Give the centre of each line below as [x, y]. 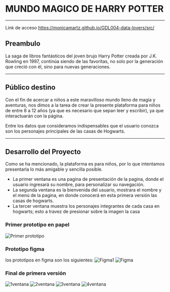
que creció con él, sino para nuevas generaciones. [58, 67]
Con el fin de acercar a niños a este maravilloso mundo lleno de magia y [80, 100]
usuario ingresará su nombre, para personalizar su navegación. [78, 185]
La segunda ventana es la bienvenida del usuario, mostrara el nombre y [87, 190]
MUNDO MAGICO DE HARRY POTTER [84, 9]
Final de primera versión [36, 273]
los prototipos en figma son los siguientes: [49, 260]
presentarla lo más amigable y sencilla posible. [54, 169]
